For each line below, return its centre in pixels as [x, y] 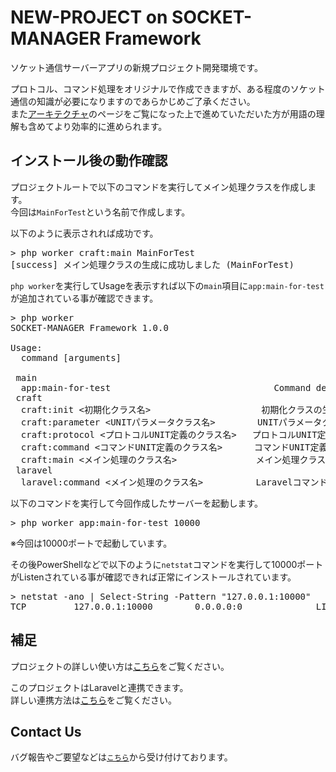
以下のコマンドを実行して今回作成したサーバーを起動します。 [137, 503]
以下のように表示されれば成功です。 [84, 233]
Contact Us [46, 731]
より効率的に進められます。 [110, 126]
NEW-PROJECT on [89, 17]
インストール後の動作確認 [89, 161]
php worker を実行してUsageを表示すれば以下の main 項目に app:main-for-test [167, 285]
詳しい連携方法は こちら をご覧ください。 [93, 700]
